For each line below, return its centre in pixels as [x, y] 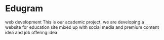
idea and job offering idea [31, 32]
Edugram [24, 9]
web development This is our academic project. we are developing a [75, 22]
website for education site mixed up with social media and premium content [82, 27]
